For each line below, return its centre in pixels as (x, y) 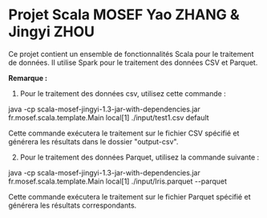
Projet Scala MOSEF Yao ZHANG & (124, 15)
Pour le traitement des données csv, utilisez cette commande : (123, 93)
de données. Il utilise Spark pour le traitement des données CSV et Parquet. (133, 63)
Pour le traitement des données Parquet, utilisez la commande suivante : (140, 157)
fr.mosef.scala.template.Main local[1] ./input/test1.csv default (109, 117)
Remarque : (28, 78)
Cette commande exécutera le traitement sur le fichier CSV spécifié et (124, 133)
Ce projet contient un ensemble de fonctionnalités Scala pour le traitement (131, 54)
